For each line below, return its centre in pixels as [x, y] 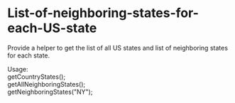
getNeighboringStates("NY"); [50, 92]
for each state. [29, 55]
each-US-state [52, 28]
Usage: [18, 69]
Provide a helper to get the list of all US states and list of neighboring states [118, 48]
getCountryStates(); [37, 77]
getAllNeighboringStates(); [47, 84]
